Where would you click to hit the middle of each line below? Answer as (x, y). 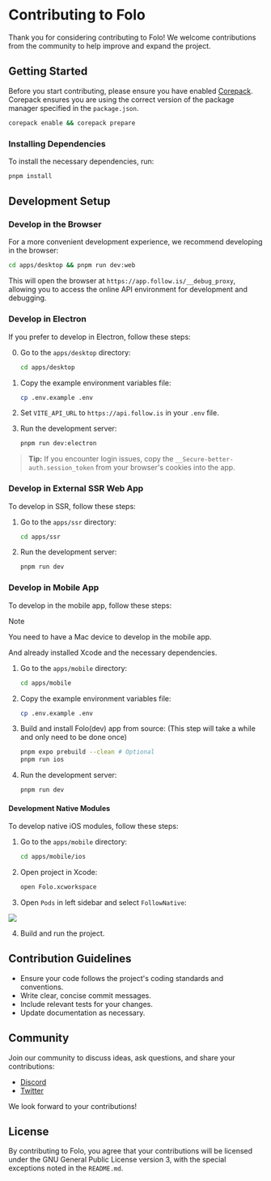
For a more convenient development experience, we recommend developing (135, 242)
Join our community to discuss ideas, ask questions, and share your (122, 1057)
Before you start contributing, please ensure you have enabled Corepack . (131, 91)
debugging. (28, 298)
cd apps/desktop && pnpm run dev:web (72, 266)
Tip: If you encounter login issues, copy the (101, 459)
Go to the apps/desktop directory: (75, 352)
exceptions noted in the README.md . (66, 1168)
